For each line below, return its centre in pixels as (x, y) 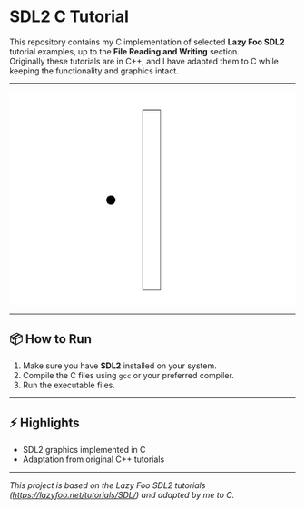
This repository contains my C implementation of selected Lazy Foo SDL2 (147, 42)
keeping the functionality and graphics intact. (94, 71)
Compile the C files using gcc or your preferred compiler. (128, 375)
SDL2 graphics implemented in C (84, 449)
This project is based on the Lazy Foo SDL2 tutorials (108, 485)
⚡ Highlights (44, 423)
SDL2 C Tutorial (69, 17)
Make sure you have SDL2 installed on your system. (120, 366)
